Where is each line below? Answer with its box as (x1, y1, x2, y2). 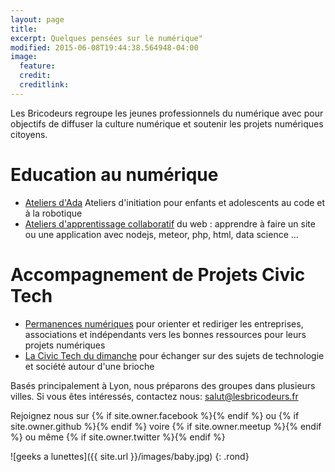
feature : (19, 61, 56, 71)
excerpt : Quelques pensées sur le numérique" (10, 33, 203, 43)
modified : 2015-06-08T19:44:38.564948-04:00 (10, 42, 199, 53)
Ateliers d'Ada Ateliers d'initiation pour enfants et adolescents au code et (24, 196, 326, 208)
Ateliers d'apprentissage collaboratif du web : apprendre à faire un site (24, 217, 316, 230)
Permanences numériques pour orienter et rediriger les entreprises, (24, 317, 304, 330)
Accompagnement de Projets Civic (10, 263, 306, 286)
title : (10, 24, 38, 34)
